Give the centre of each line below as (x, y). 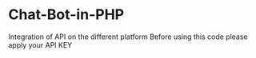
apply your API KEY (40, 44)
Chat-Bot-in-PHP (66, 15)
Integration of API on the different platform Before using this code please (128, 37)
